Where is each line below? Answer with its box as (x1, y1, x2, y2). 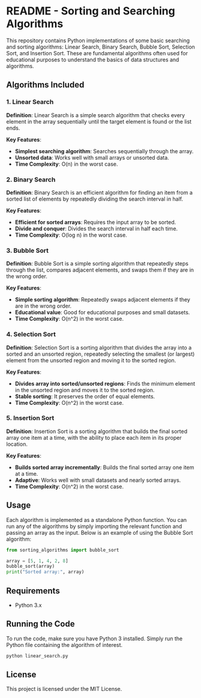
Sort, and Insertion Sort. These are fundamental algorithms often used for (6, 49, 188, 56)
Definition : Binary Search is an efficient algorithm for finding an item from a (6, 189, 193, 196)
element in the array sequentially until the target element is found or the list (6, 118, 192, 125)
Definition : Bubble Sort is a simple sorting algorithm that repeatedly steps (6, 260, 189, 267)
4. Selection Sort (6, 330, 56, 339)
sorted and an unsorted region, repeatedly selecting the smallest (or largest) (6, 350, 195, 357)
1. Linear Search (6, 98, 54, 106)
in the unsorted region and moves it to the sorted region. (14, 386, 155, 393)
